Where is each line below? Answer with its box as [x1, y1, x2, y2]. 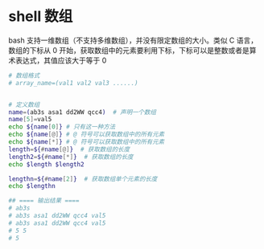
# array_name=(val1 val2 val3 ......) [8, 79, 138, 87]
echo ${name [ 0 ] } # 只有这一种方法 [8, 123, 116, 131]
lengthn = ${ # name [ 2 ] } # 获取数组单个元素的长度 [8, 174, 158, 183]
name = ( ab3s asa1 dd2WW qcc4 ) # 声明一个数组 [8, 108, 157, 116]
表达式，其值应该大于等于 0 [14, 55, 107, 65]
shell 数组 [8, 7, 73, 26]
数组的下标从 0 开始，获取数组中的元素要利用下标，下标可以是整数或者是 [8, 45, 250, 55]
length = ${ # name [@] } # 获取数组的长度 [8, 145, 130, 153]
